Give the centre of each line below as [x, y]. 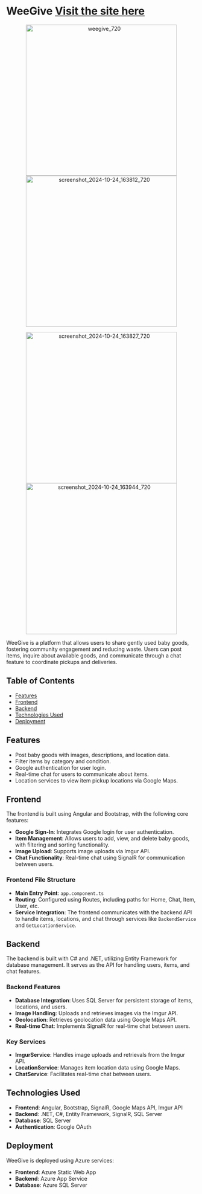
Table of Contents [41, 681]
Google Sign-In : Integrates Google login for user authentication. [94, 832]
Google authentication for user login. [61, 767]
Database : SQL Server [43, 1120]
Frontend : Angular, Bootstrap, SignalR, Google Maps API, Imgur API [99, 1108]
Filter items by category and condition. [63, 761]
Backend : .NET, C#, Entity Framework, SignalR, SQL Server [89, 1114]
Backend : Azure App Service [51, 1178]
